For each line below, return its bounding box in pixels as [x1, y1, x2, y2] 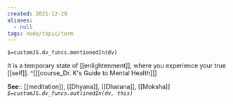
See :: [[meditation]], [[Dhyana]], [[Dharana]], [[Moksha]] [7, 82, 171, 91]
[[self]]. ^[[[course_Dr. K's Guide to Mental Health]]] [7, 69, 157, 77]
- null [13, 23, 33, 30]
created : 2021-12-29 [7, 10, 68, 18]
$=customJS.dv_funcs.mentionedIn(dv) [7, 49, 118, 56]
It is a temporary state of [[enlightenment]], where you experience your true [7, 61, 227, 70]
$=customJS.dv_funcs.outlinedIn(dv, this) [7, 90, 133, 97]
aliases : [7, 17, 33, 24]
